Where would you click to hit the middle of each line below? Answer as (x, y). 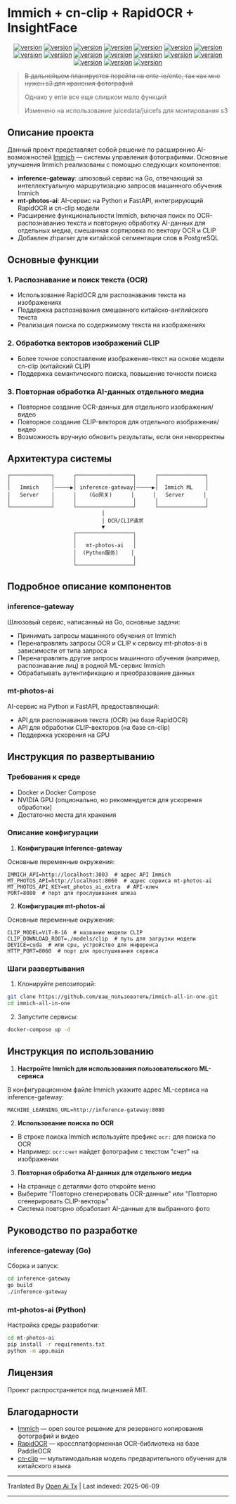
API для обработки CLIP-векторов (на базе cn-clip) (94, 727)
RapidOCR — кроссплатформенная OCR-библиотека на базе (108, 1444)
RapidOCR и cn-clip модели (58, 208)
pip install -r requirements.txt (56, 1345)
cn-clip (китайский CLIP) (54, 366)
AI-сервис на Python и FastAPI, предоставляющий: (83, 706)
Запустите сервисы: (48, 1016)
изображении (38, 1159)
